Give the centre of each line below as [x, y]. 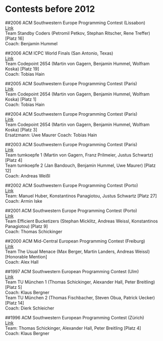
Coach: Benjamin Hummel [31, 43]
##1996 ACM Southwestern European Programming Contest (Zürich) [75, 317]
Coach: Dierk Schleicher [30, 308]
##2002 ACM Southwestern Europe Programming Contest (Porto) [72, 185]
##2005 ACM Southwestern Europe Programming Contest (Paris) [71, 83]
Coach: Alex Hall [22, 262]
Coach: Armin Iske [24, 201]
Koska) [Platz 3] [21, 129]
